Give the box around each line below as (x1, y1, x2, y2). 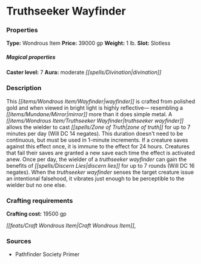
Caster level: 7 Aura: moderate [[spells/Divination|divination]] (6, 68, 162, 76)
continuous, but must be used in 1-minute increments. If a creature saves (6, 136, 188, 144)
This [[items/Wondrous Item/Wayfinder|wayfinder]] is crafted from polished (6, 97, 196, 105)
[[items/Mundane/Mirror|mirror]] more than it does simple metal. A (6, 110, 173, 117)
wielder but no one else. (6, 181, 67, 188)
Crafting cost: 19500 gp (6, 210, 67, 217)
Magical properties (6, 53, 56, 61)
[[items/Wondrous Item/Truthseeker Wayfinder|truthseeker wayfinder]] (6, 117, 184, 124)
